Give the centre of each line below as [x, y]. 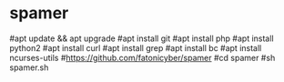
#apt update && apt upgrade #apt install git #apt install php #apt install [142, 38]
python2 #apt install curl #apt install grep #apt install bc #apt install [136, 47]
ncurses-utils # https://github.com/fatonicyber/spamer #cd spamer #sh [142, 57]
